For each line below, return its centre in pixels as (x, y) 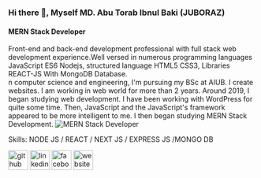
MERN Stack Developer (47, 32)
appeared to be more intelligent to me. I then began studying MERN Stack (128, 116)
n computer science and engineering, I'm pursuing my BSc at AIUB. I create (131, 83)
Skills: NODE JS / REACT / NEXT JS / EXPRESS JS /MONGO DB (111, 139)
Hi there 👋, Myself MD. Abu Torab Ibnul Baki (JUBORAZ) (117, 13)
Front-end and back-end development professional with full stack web (122, 49)
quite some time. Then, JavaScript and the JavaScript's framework (117, 108)
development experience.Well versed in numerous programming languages (130, 57)
